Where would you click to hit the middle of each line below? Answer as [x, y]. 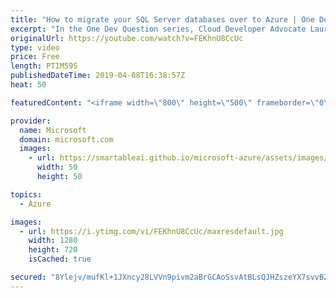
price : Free [35, 57]
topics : [26, 194]
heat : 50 [28, 85]
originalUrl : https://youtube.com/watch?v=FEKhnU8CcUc [127, 38]
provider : [31, 121]
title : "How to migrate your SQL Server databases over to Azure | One [162, 19]
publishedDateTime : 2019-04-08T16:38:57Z [98, 76]
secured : [28, 277]
